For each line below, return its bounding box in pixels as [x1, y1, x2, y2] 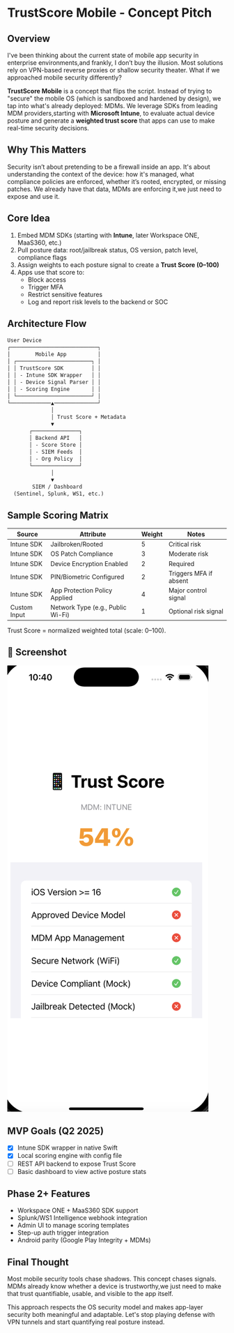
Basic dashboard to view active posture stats [17, 1167, 147, 1175]
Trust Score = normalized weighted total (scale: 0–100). [7, 626, 166, 634]
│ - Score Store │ [29, 441, 82, 449]
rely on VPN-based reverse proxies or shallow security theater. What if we [7, 66, 220, 74]
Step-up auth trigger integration [17, 1228, 109, 1237]
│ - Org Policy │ [29, 455, 82, 463]
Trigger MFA [27, 282, 64, 291]
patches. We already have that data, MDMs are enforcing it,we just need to [7, 185, 222, 193]
